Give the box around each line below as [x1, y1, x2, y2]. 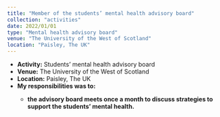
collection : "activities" [7, 16, 81, 23]
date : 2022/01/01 [7, 22, 57, 29]
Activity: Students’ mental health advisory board [16, 61, 156, 68]
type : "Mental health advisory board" [7, 29, 118, 36]
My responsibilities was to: [16, 82, 96, 90]
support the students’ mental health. [27, 103, 135, 110]
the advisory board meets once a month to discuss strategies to [27, 95, 214, 103]
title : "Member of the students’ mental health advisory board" [7, 10, 195, 17]
